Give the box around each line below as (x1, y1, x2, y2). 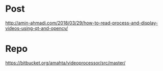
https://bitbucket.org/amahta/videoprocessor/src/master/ (5, 59, 126, 66)
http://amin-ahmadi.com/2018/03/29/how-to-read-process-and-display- (5, 20, 158, 26)
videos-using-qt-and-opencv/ (5, 25, 68, 31)
